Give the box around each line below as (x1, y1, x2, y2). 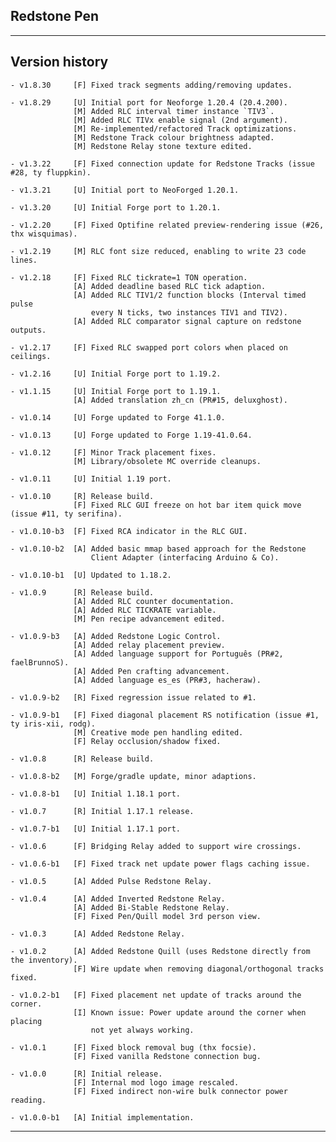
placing (10, 1016, 43, 1026)
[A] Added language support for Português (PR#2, (73, 649, 284, 659)
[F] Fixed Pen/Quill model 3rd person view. (73, 911, 262, 921)
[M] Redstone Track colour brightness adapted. (73, 132, 275, 143)
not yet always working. (90, 1025, 195, 1035)
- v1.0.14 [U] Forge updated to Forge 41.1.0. (10, 412, 226, 423)
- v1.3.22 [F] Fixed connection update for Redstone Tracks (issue (10, 159, 315, 169)
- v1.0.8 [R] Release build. (10, 754, 155, 764)
